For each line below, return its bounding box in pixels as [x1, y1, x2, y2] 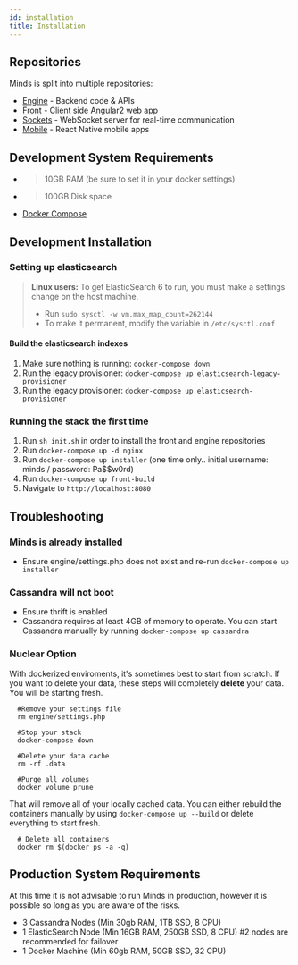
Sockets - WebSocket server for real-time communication [21, 114, 235, 125]
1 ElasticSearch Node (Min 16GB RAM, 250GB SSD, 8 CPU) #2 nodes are [21, 927, 289, 937]
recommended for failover [21, 936, 119, 947]
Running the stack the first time [9, 415, 149, 427]
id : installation [9, 13, 74, 22]
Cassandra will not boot [9, 586, 114, 598]
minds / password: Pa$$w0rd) [21, 464, 134, 475]
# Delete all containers [17, 834, 110, 843]
